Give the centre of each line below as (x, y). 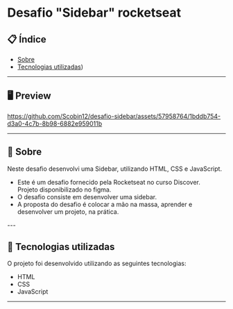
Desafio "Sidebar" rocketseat (94, 13)
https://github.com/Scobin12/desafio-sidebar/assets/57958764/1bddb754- (114, 116)
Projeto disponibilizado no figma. (64, 190)
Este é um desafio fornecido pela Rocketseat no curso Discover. (109, 182)
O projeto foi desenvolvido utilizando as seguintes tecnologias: (97, 264)
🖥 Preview (29, 96)
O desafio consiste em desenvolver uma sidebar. (87, 197)
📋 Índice (27, 39)
